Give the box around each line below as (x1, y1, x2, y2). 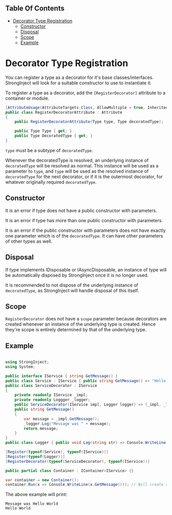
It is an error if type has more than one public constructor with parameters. (5, 217, 163, 223)
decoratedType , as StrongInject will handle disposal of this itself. (5, 287, 139, 293)
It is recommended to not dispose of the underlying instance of (5, 282, 139, 288)
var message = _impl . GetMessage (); (24, 416, 100, 421)
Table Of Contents (5, 4, 65, 13)
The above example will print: (5, 491, 68, 498)
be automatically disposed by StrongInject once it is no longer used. (5, 272, 149, 278)
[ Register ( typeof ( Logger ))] (5, 454, 66, 459)
